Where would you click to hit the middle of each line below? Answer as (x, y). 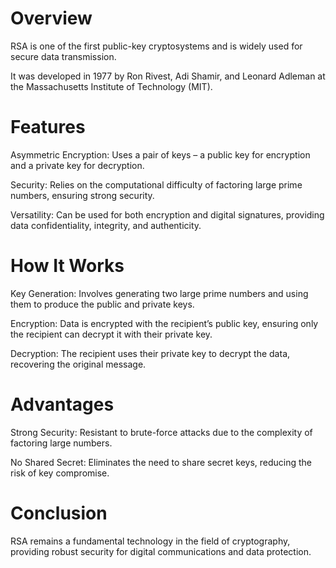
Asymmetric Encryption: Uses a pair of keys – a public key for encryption (160, 154)
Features (48, 127)
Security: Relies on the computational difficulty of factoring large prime (156, 184)
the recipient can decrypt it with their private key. (111, 334)
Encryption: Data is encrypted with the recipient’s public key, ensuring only (164, 323)
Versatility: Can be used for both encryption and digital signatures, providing (167, 214)
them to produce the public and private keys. (102, 304)
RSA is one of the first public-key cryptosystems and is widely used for (156, 46)
